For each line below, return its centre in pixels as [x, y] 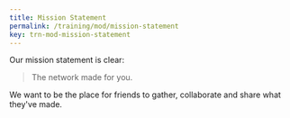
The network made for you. [82, 77]
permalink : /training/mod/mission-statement [94, 26]
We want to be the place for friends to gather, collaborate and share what [145, 95]
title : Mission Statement [58, 18]
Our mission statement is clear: [67, 60]
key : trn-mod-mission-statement [70, 34]
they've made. [36, 104]
